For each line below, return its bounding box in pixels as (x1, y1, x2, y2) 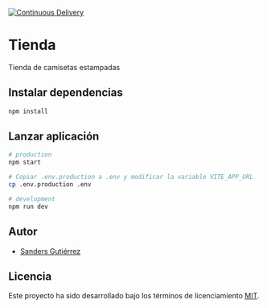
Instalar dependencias (8, 85, 123, 100)
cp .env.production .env (8, 181, 92, 189)
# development (8, 194, 56, 203)
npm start (8, 158, 42, 167)
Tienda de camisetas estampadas (8, 62, 121, 72)
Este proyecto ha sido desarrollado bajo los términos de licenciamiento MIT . (8, 291, 260, 301)
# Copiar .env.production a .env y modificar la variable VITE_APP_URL (8, 173, 253, 181)
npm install (8, 107, 48, 115)
